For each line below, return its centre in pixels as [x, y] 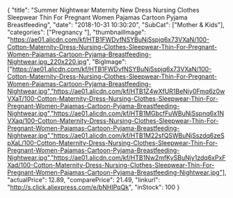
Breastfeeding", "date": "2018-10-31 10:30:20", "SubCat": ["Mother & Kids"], [116, 25]
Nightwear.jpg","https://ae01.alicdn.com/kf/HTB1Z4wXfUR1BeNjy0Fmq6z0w [116, 91]
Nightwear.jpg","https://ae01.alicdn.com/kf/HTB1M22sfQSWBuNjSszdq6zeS [116, 135]
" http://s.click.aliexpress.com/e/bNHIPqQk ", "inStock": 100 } [94, 187]
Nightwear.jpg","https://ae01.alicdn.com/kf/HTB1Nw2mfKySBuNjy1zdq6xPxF [116, 158]
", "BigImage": [106, 61]
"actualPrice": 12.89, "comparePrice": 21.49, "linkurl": [84, 180]
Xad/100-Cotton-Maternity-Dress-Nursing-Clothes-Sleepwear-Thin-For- [111, 165]
